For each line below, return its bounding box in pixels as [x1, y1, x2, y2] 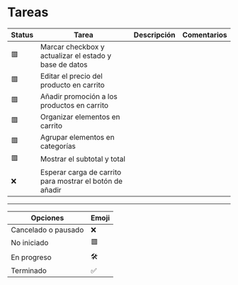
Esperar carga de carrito [40, 167, 122, 177]
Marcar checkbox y [40, 42, 105, 52]
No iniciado [11, 238, 49, 248]
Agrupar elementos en [40, 132, 115, 142]
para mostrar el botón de [40, 176, 123, 186]
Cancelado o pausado [11, 225, 84, 235]
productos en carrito [40, 100, 108, 110]
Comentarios [182, 30, 227, 40]
